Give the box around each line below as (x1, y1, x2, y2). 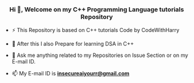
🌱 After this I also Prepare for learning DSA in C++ (11, 40, 135, 47)
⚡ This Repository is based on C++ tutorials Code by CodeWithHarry (11, 27, 180, 34)
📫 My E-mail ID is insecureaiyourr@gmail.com (11, 70, 129, 77)
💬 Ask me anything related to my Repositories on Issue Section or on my (11, 52, 189, 59)
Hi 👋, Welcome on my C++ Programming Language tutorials (9, 5, 185, 14)
